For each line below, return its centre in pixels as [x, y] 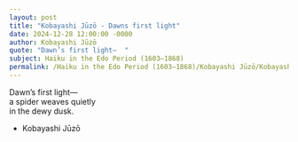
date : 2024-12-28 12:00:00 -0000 [71, 34]
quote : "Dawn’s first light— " [69, 51]
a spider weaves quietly [52, 101]
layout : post [33, 17]
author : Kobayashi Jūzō [53, 42]
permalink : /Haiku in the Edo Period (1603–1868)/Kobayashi [123, 67]
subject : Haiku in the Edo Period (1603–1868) [97, 59]
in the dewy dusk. [42, 111]
